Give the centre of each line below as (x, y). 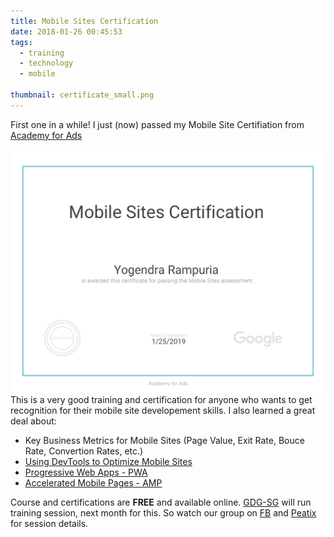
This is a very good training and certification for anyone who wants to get (161, 400)
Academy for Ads (46, 135)
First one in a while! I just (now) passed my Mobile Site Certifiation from (157, 124)
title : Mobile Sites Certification (84, 21)
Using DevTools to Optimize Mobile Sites (108, 462)
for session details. (49, 524)
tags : (21, 42)
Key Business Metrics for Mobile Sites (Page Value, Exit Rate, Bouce (164, 441)
